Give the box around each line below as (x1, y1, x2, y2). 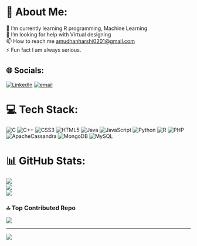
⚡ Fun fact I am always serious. (6, 46, 81, 53)
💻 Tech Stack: (6, 103, 79, 116)
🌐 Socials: (6, 66, 45, 76)
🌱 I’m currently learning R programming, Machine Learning (6, 25, 148, 32)
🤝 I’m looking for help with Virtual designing (6, 31, 111, 38)
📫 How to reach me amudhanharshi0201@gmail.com (6, 38, 135, 45)
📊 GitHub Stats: (6, 154, 86, 167)
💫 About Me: (6, 5, 68, 19)
